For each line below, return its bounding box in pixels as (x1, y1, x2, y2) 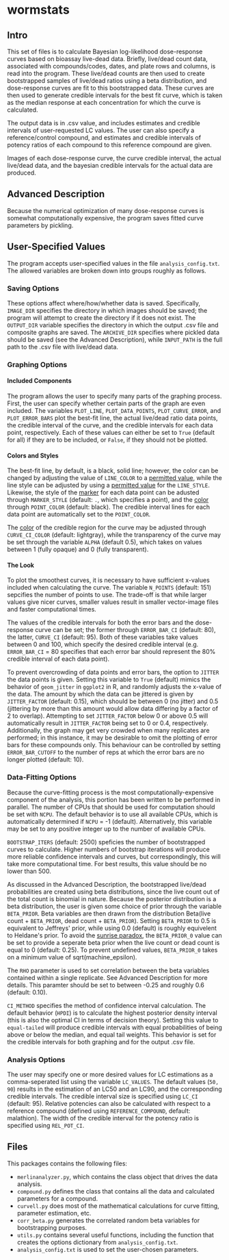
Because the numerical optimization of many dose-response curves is (7, 206, 205, 214)
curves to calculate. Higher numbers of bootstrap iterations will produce (7, 845, 210, 853)
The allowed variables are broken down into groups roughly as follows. (7, 266, 206, 275)
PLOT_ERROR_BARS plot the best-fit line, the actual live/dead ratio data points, (7, 414, 218, 423)
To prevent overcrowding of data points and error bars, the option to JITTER (7, 668, 219, 677)
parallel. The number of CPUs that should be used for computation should (7, 803, 215, 811)
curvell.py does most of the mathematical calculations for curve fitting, (16, 1201, 220, 1210)
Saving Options (7, 283, 59, 293)
